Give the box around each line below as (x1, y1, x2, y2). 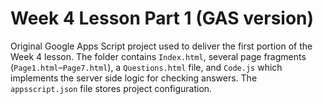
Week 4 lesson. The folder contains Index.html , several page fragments (10, 50, 307, 62)
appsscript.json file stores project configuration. (10, 82, 213, 94)
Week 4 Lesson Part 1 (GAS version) (10, 7, 315, 30)
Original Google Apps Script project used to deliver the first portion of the (10, 40, 313, 52)
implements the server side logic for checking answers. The (10, 72, 258, 84)
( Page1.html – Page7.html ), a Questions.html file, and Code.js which (10, 61, 283, 73)
